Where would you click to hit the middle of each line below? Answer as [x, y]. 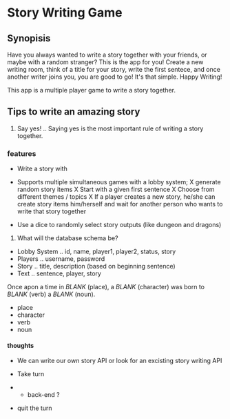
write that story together [52, 211]
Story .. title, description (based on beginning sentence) [96, 266]
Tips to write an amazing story [74, 112]
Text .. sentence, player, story [59, 273]
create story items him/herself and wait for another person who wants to [120, 204]
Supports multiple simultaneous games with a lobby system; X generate [119, 182]
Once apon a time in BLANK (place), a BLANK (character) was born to [106, 287]
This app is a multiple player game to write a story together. [91, 90]
